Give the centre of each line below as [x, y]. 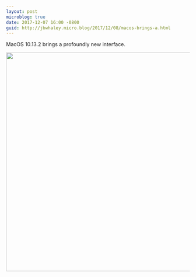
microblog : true [26, 17]
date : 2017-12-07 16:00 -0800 [43, 22]
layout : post [22, 11]
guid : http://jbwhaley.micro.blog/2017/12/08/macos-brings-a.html [88, 28]
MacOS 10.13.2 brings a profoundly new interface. [66, 44]
